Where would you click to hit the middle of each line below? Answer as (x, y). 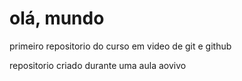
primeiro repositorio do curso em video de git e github (120, 46)
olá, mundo (57, 18)
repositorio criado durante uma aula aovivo (98, 65)
